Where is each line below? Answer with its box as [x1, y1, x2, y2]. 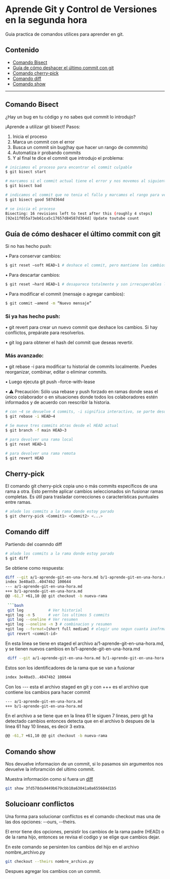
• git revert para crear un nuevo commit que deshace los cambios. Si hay [5, 324, 158, 331]
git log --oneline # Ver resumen [7, 617, 78, 622]
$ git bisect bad [5, 184, 42, 189]
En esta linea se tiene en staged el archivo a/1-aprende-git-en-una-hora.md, [5, 640, 164, 646]
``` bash [7, 603, 24, 608]
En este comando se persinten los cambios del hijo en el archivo [5, 844, 139, 850]
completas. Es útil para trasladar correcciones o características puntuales [5, 494, 159, 500]
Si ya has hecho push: [5, 313, 61, 320]
